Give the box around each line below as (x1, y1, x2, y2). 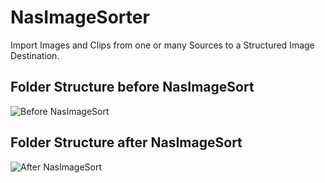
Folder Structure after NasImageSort (10, 134, 243, 151)
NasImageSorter (10, 6, 150, 29)
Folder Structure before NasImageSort (10, 79, 255, 96)
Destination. (10, 49, 60, 61)
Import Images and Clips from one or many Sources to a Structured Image (10, 39, 315, 51)
